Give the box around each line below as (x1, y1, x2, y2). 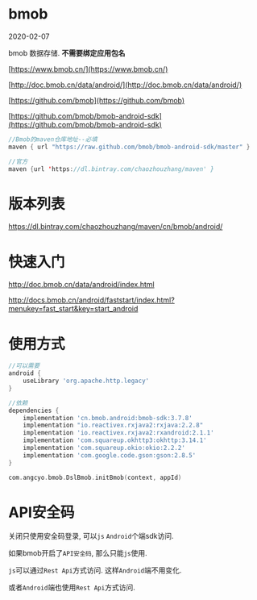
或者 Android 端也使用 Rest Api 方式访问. (8, 582, 135, 593)
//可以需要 (8, 362, 40, 370)
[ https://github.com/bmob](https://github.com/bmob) (8, 95, 185, 105)
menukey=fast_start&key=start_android (8, 304, 139, 314)
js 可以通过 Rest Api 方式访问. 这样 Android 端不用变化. (8, 565, 182, 575)
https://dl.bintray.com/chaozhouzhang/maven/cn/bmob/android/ (8, 222, 223, 231)
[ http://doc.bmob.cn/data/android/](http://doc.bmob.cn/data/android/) (8, 80, 242, 90)
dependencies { (8, 406, 60, 415)
